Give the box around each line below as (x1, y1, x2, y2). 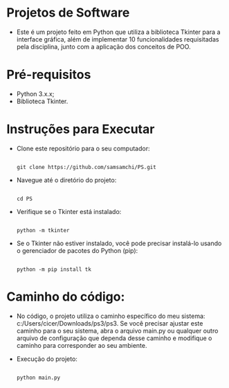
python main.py (16, 374, 61, 381)
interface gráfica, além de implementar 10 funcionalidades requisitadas (16, 35, 219, 43)
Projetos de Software (6, 5, 130, 21)
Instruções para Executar (6, 121, 155, 137)
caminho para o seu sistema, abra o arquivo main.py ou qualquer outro (16, 326, 219, 335)
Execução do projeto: (16, 355, 77, 363)
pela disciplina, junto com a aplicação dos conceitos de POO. (16, 42, 191, 51)
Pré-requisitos (6, 67, 91, 82)
